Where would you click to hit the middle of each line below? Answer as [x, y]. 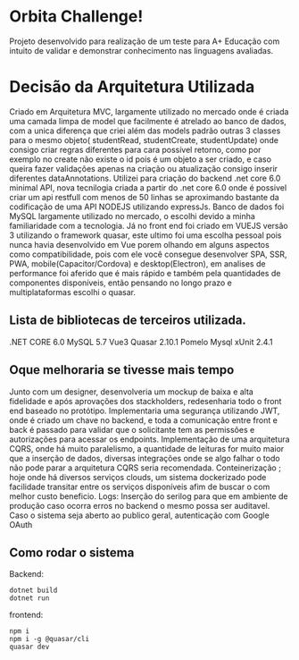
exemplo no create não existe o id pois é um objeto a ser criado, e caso [141, 159]
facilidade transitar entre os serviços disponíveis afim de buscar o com [140, 487]
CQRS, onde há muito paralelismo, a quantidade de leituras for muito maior [147, 448]
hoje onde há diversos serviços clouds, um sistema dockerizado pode [138, 477]
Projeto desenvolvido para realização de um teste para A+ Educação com [145, 41]
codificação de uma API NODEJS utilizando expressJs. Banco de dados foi [147, 207]
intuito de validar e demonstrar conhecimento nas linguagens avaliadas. [141, 50]
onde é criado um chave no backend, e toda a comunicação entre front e [144, 420]
